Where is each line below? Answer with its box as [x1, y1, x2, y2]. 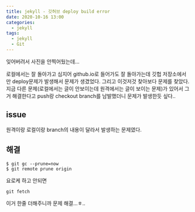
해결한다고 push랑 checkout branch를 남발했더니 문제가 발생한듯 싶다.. [12, 92, 176, 100]
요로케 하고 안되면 [6, 177, 47, 184]
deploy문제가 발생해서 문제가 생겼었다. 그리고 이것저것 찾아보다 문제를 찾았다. [12, 77, 190, 85]
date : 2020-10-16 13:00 [6, 14, 64, 20]
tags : [6, 30, 19, 36]
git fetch [6, 189, 30, 194]
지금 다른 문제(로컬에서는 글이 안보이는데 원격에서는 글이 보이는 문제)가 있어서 [6, 85, 183, 92]
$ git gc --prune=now [6, 160, 59, 167]
